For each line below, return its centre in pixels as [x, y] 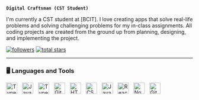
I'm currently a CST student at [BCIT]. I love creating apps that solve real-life [99, 20]
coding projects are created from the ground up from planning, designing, [96, 32]
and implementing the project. [43, 38]
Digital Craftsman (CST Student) [47, 8]
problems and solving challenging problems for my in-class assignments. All [99, 25]
